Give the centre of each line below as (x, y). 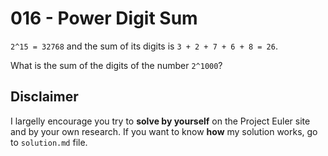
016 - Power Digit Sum (104, 18)
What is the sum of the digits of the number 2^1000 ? (116, 65)
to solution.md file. (49, 142)
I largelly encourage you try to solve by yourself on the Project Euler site (160, 121)
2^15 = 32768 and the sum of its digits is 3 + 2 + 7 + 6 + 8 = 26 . (144, 46)
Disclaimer (44, 97)
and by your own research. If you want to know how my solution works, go (164, 131)
